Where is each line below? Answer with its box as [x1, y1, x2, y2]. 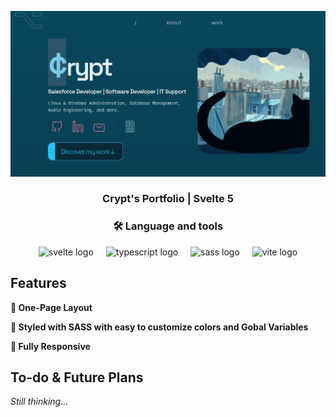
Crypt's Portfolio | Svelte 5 [102, 192, 234, 206]
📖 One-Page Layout [10, 301, 93, 313]
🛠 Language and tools [112, 219, 224, 233]
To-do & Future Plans [10, 369, 144, 386]
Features [10, 275, 67, 292]
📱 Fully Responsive [10, 340, 91, 352]
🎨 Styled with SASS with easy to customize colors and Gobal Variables [10, 321, 309, 333]
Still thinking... [10, 396, 69, 408]
